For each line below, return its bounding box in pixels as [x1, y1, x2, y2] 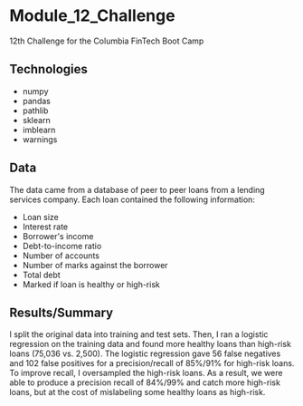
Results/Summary [9, 304, 114, 320]
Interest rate [22, 221, 69, 232]
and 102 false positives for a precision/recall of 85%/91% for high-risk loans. [9, 358, 295, 369]
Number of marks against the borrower [22, 259, 169, 270]
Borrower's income [22, 230, 94, 241]
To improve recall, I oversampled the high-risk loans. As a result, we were [9, 368, 283, 379]
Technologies [9, 62, 89, 77]
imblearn [22, 124, 56, 135]
